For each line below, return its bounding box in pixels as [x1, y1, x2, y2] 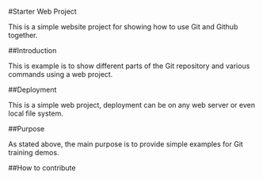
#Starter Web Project [8, 7, 77, 16]
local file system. [8, 109, 63, 118]
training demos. [8, 148, 59, 157]
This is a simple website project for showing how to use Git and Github [8, 22, 238, 31]
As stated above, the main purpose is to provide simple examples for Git [8, 139, 243, 149]
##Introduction [8, 46, 57, 55]
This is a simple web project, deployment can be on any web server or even [8, 101, 256, 109]
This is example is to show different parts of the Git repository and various [8, 61, 250, 70]
